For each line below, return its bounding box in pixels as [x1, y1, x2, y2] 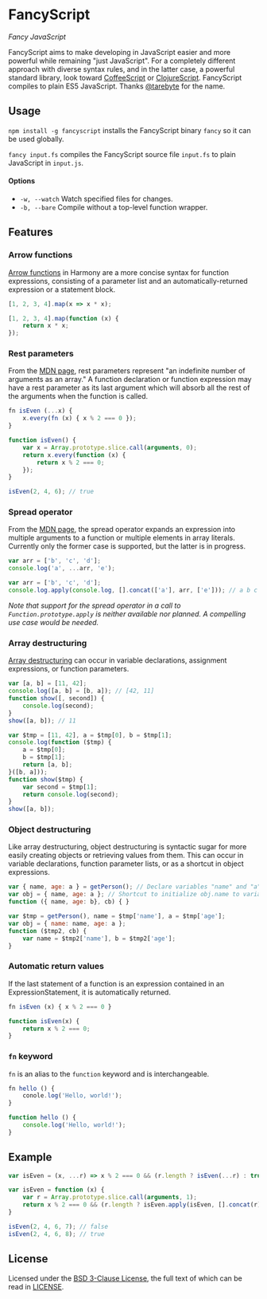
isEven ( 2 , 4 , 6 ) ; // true [8, 488, 94, 496]
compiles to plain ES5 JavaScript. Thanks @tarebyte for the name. [8, 81, 226, 91]
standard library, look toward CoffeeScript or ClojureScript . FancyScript [8, 73, 242, 82]
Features [8, 226, 53, 239]
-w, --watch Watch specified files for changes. [19, 194, 173, 203]
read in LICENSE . [8, 1281, 64, 1291]
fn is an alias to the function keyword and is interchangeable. [8, 1069, 210, 1078]
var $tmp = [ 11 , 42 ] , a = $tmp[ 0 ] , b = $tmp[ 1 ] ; [8, 731, 172, 739]
